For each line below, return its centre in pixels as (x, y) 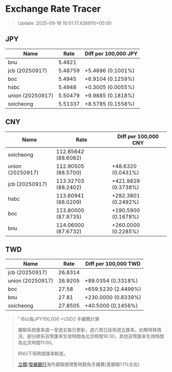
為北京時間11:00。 (37, 343)
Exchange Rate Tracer (53, 9)
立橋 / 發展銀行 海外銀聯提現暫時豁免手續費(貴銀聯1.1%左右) (79, 364)
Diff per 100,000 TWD (113, 264)
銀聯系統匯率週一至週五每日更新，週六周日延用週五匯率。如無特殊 (87, 330)
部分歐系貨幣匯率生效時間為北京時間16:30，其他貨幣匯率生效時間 (95, 336)
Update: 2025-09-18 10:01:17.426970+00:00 (64, 23)
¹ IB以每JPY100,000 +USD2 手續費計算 (59, 319)
